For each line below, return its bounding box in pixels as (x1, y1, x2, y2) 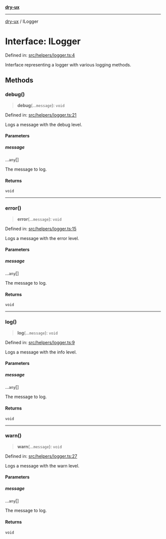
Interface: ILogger (5, 36, 81, 47)
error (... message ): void (17, 216, 62, 222)
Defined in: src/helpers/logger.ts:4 (5, 52, 75, 58)
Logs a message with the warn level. (5, 463, 80, 469)
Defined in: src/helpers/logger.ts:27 (5, 453, 78, 459)
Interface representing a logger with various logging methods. (5, 61, 131, 67)
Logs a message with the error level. (5, 235, 80, 241)
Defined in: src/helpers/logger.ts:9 (5, 339, 75, 345)
